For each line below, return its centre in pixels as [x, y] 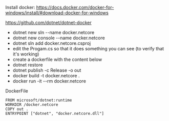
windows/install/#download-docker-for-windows [57, 13]
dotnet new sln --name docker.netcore [54, 32]
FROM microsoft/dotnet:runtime [39, 100]
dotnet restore [28, 65]
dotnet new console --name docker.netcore [59, 38]
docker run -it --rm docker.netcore [49, 81]
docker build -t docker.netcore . [46, 75]
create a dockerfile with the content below [57, 59]
